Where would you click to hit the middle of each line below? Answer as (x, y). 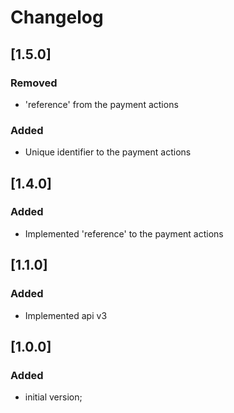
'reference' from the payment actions (101, 104)
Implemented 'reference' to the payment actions (124, 233)
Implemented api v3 (66, 315)
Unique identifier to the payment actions (108, 152)
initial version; (53, 397)
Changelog (57, 17)
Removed (34, 83)
